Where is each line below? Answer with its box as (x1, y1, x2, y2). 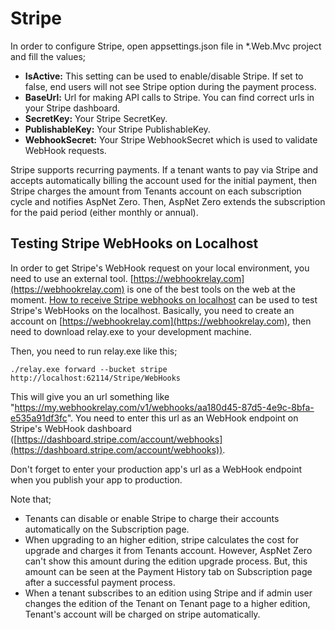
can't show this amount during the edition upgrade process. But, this (24, 555, 308, 567)
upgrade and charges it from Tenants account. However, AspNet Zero (24, 544, 313, 556)
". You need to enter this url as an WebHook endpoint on (66, 412, 299, 424)
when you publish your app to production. (10, 473, 183, 486)
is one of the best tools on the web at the (126, 283, 296, 295)
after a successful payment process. (24, 576, 176, 588)
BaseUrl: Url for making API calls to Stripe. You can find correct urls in (24, 91, 315, 103)
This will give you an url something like (10, 390, 170, 402)
